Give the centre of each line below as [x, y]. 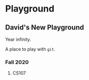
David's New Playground [45, 27]
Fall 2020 [17, 62]
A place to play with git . [30, 49]
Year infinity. [18, 39]
